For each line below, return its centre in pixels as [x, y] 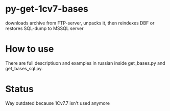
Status [20, 89]
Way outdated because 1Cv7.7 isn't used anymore [58, 103]
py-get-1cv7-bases [47, 9]
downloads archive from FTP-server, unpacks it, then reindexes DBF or [80, 23]
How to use [30, 49]
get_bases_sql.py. [24, 68]
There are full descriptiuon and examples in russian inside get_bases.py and [85, 63]
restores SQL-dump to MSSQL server [44, 28]
